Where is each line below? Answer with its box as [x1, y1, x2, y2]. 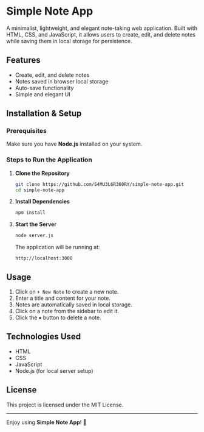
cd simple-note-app [15, 187, 65, 193]
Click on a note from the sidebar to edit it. [15, 308, 120, 315]
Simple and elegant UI [15, 90, 71, 98]
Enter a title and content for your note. [15, 294, 110, 302]
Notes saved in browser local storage [15, 77, 109, 85]
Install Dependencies [15, 198, 70, 205]
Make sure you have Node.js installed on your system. [6, 140, 143, 147]
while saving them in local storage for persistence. [6, 37, 132, 44]
